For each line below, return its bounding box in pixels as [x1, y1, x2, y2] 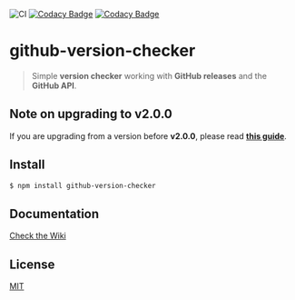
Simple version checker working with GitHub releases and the [31, 70, 268, 81]
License [9, 256, 55, 272]
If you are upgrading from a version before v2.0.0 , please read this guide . [9, 130, 288, 141]
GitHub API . [31, 80, 77, 91]
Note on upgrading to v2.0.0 [9, 106, 172, 122]
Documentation [9, 205, 100, 222]
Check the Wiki [9, 230, 66, 241]
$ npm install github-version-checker [9, 181, 156, 190]
